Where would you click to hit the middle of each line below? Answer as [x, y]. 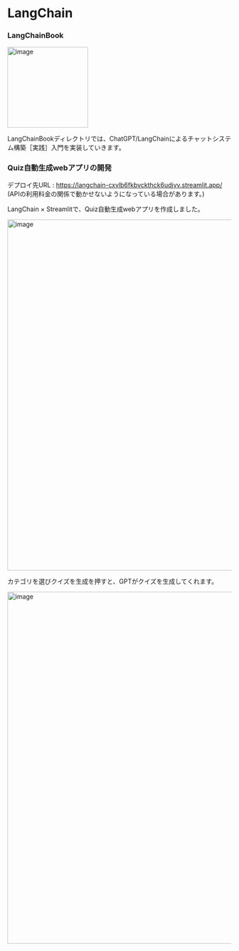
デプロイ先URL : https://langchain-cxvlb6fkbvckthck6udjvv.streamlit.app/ [115, 185]
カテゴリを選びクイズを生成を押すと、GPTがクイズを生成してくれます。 [113, 581]
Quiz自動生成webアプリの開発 [60, 168]
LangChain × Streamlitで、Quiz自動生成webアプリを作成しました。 [106, 209]
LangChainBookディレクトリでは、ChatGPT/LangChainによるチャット [110, 139]
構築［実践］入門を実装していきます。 [69, 148]
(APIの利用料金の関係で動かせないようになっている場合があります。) [106, 193]
